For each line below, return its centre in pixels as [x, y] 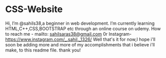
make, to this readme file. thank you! [43, 50]
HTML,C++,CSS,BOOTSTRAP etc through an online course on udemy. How [83, 28]
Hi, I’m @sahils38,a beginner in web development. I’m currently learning [80, 23]
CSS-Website [34, 9]
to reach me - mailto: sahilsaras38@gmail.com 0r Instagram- [69, 34]
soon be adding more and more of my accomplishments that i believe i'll [80, 44]
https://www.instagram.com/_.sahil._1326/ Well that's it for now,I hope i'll [80, 39]
